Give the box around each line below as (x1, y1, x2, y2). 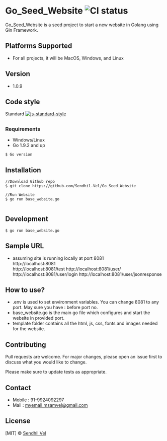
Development (5, 214, 49, 224)
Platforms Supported (5, 42, 72, 50)
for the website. (12, 326, 45, 332)
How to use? (5, 285, 45, 294)
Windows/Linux (12, 137, 45, 143)
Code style (5, 97, 40, 106)
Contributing (5, 340, 46, 349)
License (5, 417, 31, 425)
